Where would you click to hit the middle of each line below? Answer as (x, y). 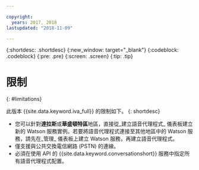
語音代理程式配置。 (43, 161)
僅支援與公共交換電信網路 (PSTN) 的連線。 (67, 146)
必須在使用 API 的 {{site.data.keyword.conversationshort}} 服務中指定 (100, 154)
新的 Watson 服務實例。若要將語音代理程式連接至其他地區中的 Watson (100, 131)
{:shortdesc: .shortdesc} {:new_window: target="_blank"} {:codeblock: (93, 50)
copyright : (20, 17)
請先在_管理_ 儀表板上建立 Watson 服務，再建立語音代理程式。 (102, 139)
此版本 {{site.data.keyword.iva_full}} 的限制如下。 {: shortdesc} (83, 111)
